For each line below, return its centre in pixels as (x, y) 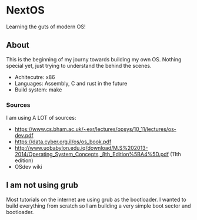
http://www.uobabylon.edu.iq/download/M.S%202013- (81, 148)
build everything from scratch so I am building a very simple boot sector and (98, 206)
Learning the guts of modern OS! (46, 27)
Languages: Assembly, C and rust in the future (71, 83)
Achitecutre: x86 (35, 77)
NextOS (26, 10)
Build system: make (38, 90)
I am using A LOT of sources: (41, 118)
